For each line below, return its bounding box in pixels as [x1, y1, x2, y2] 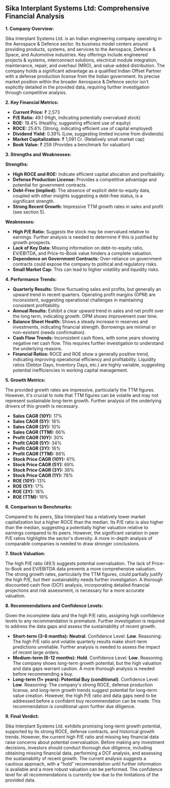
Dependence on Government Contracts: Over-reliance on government [12, 255, 162, 261]
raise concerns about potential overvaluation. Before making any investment [5, 739, 165, 745]
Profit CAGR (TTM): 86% [12, 450, 66, 457]
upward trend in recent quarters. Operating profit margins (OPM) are [12, 291, 156, 297]
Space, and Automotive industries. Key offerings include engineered [5, 51, 148, 57]
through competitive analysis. [5, 89, 67, 96]
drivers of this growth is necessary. [5, 403, 79, 409]
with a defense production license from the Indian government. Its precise [5, 73, 160, 79]
